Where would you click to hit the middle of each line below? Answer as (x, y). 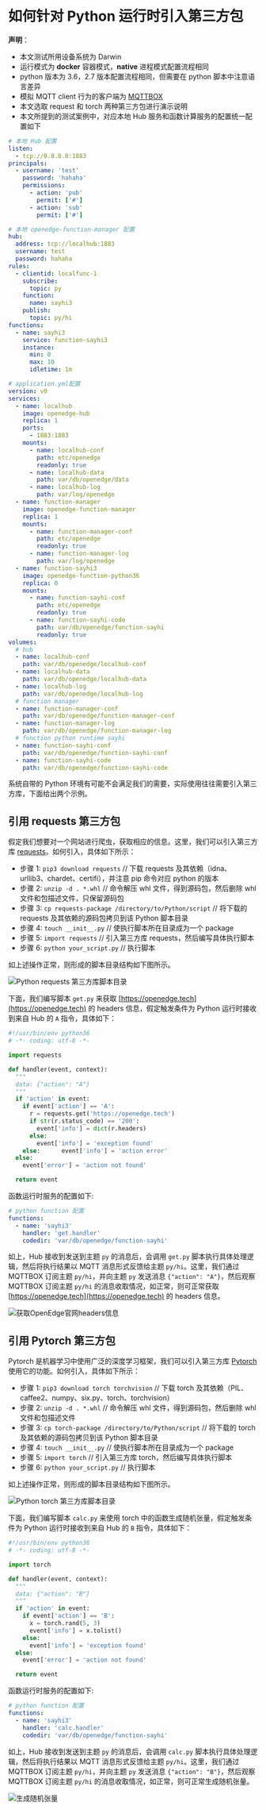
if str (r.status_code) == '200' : (84, 1121)
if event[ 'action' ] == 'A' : (68, 1107)
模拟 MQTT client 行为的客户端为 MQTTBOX (91, 96)
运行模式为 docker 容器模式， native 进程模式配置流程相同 (114, 66)
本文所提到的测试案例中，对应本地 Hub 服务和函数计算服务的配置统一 (132, 116)
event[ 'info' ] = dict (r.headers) (92, 1128)
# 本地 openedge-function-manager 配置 (72, 229)
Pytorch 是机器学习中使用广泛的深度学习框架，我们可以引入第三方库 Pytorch (133, 1361)
